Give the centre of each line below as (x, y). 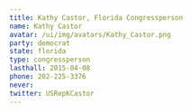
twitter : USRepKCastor (52, 93)
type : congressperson (50, 60)
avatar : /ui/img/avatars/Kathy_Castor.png (90, 34)
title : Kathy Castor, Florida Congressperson (96, 18)
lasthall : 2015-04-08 (50, 69)
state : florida (38, 51)
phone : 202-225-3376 (48, 77)
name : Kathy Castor (46, 26)
